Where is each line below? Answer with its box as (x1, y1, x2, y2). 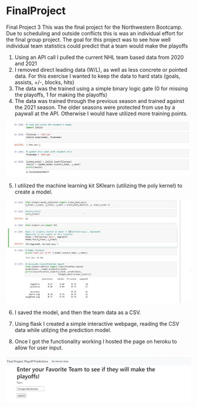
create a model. (14, 188, 53, 195)
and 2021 (14, 60, 38, 67)
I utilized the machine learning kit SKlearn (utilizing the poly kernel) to (14, 182, 183, 189)
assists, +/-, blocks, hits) (14, 78, 74, 86)
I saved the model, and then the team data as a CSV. (14, 309, 141, 316)
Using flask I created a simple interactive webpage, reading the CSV (14, 321, 180, 328)
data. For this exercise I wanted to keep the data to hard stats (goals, (14, 72, 181, 79)
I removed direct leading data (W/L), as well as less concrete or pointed (14, 66, 188, 73)
